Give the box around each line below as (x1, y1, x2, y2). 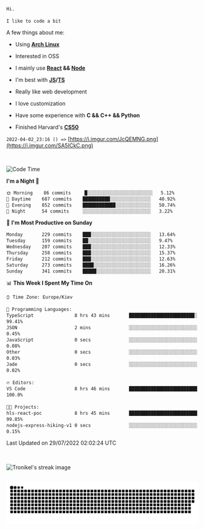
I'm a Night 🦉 (6, 177, 40, 184)
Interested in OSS (15, 53, 60, 60)
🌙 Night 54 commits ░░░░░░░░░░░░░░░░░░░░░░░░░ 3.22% (6, 208, 173, 214)
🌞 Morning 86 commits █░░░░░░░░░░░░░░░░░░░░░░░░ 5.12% (6, 190, 175, 196)
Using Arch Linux (15, 41, 60, 48)
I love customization (15, 100, 66, 107)
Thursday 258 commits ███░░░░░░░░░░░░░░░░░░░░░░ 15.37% (6, 250, 175, 256)
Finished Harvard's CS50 (15, 123, 79, 131)
